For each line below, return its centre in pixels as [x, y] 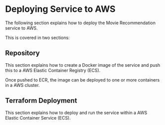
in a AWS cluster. [23, 85]
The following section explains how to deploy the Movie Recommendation [81, 23]
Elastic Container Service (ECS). [38, 118]
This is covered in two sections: [37, 38]
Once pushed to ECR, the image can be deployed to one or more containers [82, 80]
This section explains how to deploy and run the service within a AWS [76, 113]
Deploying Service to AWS [60, 9]
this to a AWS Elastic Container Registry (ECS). [53, 70]
